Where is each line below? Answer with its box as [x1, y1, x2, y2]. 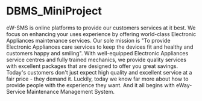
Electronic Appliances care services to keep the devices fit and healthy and [6, 43, 194, 50]
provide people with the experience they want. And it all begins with [6, 81, 175, 88]
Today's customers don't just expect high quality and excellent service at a [6, 69, 192, 76]
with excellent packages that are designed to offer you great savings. [6, 62, 178, 70]
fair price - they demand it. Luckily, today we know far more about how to [6, 75, 189, 82]
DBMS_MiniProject [6, 4, 103, 18]
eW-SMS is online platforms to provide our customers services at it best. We [6, 24, 196, 31]
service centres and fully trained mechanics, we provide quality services [6, 56, 187, 63]
